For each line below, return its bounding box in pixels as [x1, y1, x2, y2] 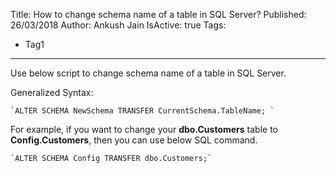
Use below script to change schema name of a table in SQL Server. [10, 67, 287, 79]
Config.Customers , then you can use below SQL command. [10, 134, 258, 146]
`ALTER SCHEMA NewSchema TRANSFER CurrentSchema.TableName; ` [10, 106, 275, 116]
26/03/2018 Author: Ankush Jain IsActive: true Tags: [10, 19, 227, 31]
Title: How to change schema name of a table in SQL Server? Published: [10, 9, 307, 20]
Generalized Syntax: [10, 87, 94, 98]
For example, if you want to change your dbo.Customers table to [10, 124, 279, 135]
